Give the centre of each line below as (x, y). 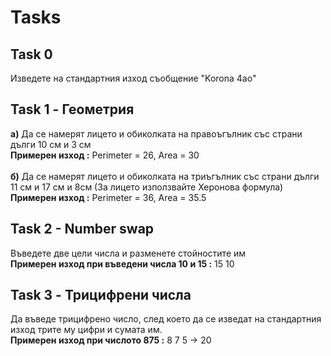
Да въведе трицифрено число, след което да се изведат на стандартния (166, 319)
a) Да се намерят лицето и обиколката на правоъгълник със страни (156, 133)
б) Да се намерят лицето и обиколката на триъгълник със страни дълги (165, 176)
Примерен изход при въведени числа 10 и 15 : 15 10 (122, 263)
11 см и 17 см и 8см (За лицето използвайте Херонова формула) (147, 187)
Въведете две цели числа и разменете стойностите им (128, 253)
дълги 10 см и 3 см (51, 144)
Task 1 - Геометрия (72, 109)
